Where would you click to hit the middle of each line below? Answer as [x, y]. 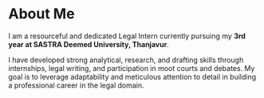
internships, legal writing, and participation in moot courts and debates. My [132, 68]
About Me [41, 14]
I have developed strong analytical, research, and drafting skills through [126, 60]
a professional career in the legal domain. [77, 85]
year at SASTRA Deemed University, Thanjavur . [89, 44]
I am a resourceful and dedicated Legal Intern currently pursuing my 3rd [127, 36]
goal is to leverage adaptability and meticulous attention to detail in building [132, 76]
